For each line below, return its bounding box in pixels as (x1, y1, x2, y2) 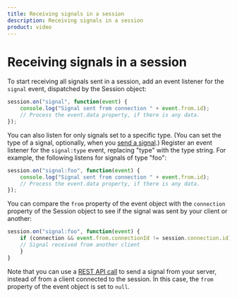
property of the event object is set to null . (7, 282, 130, 290)
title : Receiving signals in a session (7, 10, 125, 18)
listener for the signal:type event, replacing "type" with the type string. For (7, 145, 226, 154)
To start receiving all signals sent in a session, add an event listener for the (7, 77, 224, 85)
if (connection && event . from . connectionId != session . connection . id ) (20, 234, 232, 242)
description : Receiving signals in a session (7, 17, 143, 24)
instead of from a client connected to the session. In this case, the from (7, 275, 214, 283)
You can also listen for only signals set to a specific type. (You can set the (7, 131, 222, 139)
